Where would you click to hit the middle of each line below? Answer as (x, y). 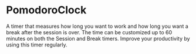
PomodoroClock (46, 10)
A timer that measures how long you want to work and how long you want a (97, 26)
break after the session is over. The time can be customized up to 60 (89, 32)
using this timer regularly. (37, 45)
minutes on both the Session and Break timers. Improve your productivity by (98, 38)
